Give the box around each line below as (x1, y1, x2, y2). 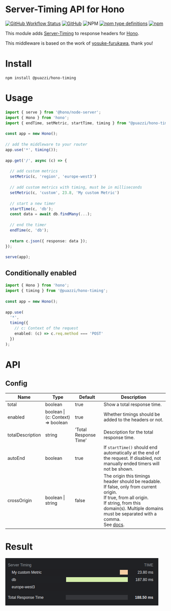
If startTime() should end (103, 444, 158, 451)
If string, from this (103, 500, 141, 506)
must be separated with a (103, 511, 157, 517)
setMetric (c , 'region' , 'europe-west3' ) (10, 174, 97, 179)
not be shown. (103, 466, 134, 472)
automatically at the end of (103, 450, 160, 456)
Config (5, 379, 27, 388)
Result (5, 541, 33, 552)
